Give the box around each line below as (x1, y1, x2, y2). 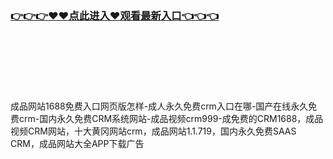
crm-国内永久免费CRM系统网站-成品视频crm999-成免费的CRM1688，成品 (18, 113, 324, 125)
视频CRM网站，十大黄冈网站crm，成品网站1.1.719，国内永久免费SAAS (10, 125, 297, 137)
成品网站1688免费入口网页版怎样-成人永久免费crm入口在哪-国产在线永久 (10, 100, 309, 112)
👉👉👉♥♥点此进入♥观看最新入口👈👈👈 (10, 8, 220, 22)
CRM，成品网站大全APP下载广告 (10, 138, 145, 150)
